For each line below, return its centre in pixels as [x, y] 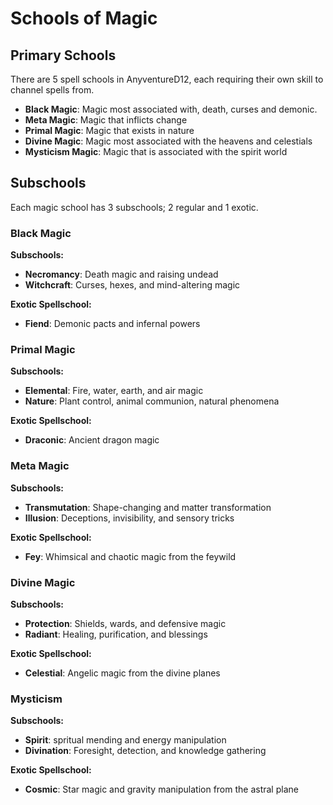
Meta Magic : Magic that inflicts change [106, 120]
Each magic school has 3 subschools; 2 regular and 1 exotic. [134, 207]
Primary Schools [63, 55]
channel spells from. [52, 90]
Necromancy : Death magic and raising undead [121, 274]
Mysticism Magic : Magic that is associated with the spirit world [156, 151]
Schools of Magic [84, 18]
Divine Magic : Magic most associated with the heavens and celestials [168, 141]
